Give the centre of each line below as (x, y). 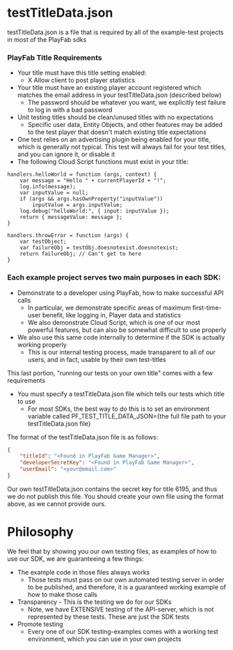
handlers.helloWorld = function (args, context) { (82, 175)
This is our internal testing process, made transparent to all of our (121, 352)
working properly (42, 345)
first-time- (207, 308)
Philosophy (41, 532)
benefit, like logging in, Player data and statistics (112, 315)
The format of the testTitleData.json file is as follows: (83, 437)
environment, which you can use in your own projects (104, 639)
